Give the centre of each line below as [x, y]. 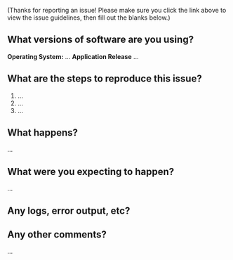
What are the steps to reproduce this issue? [105, 79]
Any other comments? [57, 235]
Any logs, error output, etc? [69, 210]
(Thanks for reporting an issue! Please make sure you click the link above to [117, 10]
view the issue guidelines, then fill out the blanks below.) [89, 18]
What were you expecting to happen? [91, 171]
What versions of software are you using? [101, 40]
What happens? [43, 133]
